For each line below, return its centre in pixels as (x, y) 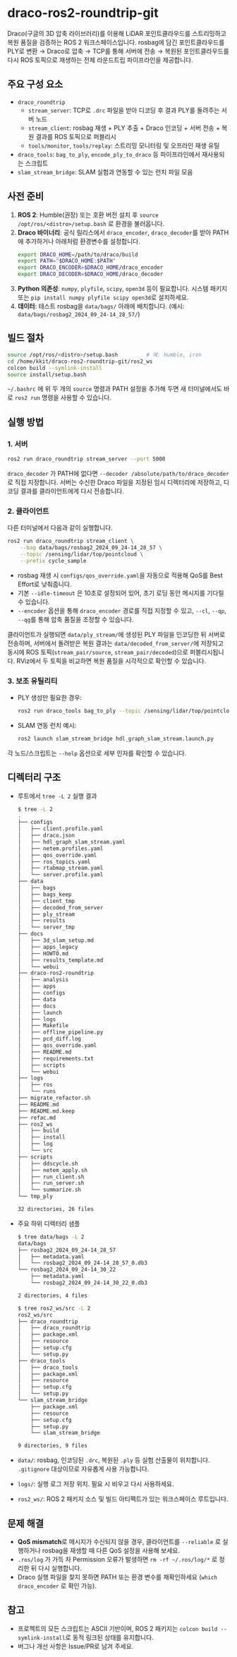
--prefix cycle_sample (53, 561)
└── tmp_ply (35, 1197)
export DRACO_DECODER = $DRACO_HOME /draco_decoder (90, 274)
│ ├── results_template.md (60, 960)
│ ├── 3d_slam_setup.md (55, 940)
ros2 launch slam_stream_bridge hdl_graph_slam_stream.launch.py (115, 738)
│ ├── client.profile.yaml (60, 829)
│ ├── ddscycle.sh (48, 1164)
